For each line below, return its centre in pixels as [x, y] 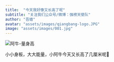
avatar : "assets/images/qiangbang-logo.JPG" [52, 24]
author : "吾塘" [20, 19]
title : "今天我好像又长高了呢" [35, 10]
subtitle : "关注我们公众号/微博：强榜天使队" [48, 15]
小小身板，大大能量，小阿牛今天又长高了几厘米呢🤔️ [57, 54]
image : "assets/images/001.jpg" [39, 29]
